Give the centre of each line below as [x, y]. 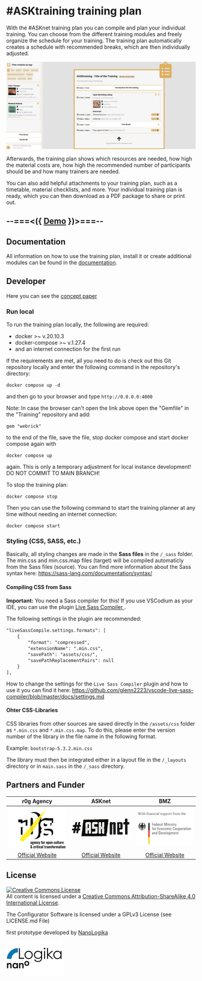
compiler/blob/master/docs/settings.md [55, 696]
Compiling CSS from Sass [39, 587]
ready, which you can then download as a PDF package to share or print [96, 196]
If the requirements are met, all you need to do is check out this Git [89, 361]
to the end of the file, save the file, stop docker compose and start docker [97, 438]
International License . [33, 902]
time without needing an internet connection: [62, 514]
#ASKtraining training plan [74, 11]
